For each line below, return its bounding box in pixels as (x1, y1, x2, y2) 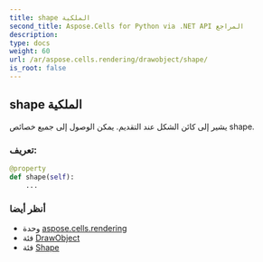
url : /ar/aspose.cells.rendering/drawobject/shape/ (9, 55, 208, 64)
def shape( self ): (9, 173, 75, 182)
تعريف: (9, 144, 38, 156)
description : (9, 30, 59, 39)
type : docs (9, 38, 51, 48)
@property (9, 164, 47, 173)
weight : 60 (9, 47, 51, 56)
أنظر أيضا (9, 202, 46, 215)
